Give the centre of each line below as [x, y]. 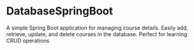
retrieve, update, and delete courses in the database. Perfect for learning [97, 34]
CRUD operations [28, 40]
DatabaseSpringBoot [60, 11]
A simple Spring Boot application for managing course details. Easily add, [97, 28]
